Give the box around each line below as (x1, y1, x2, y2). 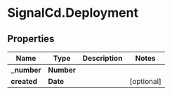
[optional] (129, 77, 162, 86)
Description (82, 54, 123, 63)
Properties (7, 33, 55, 45)
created (11, 77, 37, 86)
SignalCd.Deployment (7, 5, 139, 21)
